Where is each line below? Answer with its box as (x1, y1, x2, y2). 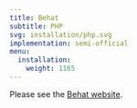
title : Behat (9, 13, 59, 23)
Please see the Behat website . (9, 88, 123, 100)
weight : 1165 (26, 64, 76, 74)
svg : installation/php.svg (9, 30, 112, 39)
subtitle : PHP (9, 22, 64, 31)
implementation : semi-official (9, 38, 129, 48)
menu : (9, 47, 30, 56)
